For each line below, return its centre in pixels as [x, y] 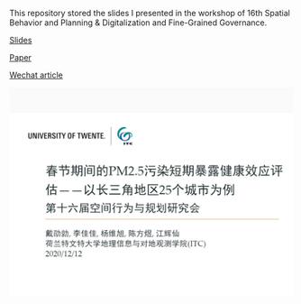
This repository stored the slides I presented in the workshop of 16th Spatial [150, 13]
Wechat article [36, 75]
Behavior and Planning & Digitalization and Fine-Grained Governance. [138, 23]
